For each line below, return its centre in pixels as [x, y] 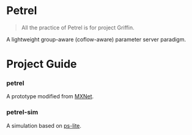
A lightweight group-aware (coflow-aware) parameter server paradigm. [96, 39]
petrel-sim [22, 112]
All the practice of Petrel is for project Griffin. [78, 27]
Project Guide [42, 64]
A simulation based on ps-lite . [44, 125]
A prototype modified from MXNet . [50, 97]
